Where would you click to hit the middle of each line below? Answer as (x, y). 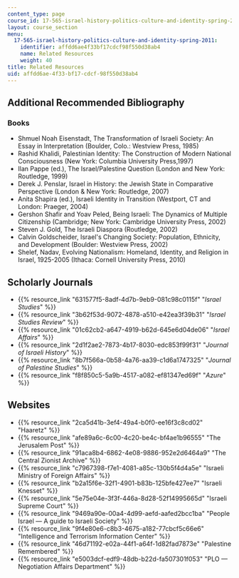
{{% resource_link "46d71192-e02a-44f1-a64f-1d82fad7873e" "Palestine (124, 544)
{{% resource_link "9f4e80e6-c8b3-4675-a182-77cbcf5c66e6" (111, 528)
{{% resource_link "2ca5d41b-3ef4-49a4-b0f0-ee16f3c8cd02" (110, 422)
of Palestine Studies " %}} (55, 367)
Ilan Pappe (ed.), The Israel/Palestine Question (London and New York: (121, 169)
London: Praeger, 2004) (53, 207)
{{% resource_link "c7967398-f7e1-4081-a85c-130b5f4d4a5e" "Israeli (121, 467)
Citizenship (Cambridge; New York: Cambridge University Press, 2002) (122, 222)
